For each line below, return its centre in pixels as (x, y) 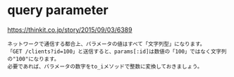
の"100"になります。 (33, 59)
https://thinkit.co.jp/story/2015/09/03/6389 (70, 30)
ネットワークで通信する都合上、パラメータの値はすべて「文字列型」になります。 (106, 44)
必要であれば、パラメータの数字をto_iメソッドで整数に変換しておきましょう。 (105, 66)
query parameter (58, 10)
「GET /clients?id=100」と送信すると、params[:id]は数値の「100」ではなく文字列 (117, 52)
